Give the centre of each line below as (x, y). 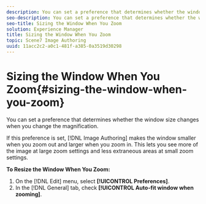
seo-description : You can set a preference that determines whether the (101, 18)
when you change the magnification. (52, 126)
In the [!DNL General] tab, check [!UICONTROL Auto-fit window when (105, 187)
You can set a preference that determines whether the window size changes (103, 119)
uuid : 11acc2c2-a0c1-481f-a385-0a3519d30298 (64, 47)
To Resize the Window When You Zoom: (58, 169)
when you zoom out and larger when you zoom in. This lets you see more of (102, 144)
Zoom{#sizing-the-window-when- (97, 90)
